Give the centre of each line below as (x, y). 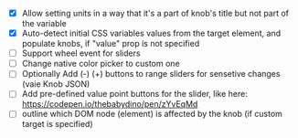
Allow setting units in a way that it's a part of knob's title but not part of (155, 13)
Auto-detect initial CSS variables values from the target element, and (151, 33)
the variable (44, 24)
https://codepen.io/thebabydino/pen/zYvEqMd (110, 104)
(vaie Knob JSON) (56, 84)
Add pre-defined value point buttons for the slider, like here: (134, 94)
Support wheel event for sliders (81, 53)
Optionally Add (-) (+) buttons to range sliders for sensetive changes (151, 74)
